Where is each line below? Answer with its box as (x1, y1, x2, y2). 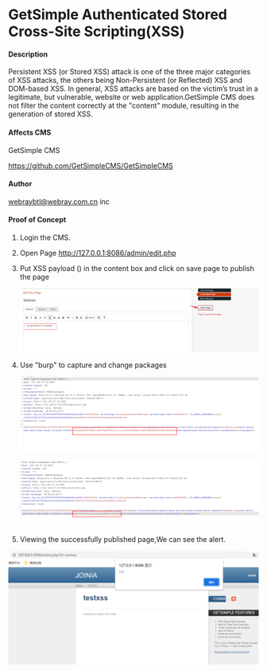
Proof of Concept (8, 215, 67, 225)
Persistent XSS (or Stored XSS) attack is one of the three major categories (8, 67, 251, 77)
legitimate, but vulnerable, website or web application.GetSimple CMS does (8, 92, 255, 102)
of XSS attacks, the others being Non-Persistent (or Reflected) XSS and (8, 76, 242, 85)
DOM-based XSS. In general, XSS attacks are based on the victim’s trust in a (8, 84, 258, 93)
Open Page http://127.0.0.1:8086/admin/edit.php (19, 249, 176, 257)
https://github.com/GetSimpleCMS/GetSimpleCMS (8, 161, 173, 171)
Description (8, 49, 48, 59)
